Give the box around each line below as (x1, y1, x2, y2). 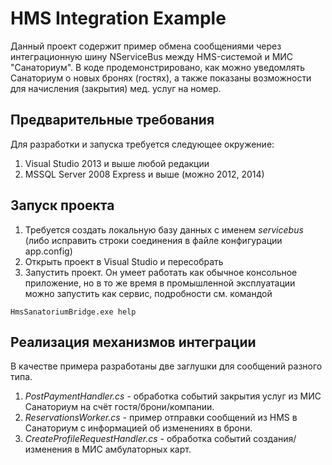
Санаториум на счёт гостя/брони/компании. (24, 401, 215, 413)
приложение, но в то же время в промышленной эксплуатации (24, 277, 296, 289)
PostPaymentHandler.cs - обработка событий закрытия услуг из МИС (24, 390, 322, 402)
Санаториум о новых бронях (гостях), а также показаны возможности (10, 72, 312, 84)
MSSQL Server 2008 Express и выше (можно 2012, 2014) (24, 168, 265, 180)
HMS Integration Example (10, 7, 227, 30)
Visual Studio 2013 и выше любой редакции (24, 157, 210, 169)
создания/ (253, 433, 297, 445)
